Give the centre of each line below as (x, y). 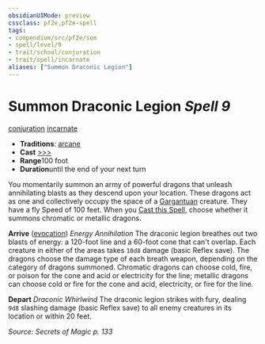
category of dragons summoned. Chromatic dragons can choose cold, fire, (131, 267)
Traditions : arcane (50, 143)
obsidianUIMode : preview (49, 15)
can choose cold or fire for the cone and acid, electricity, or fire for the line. (131, 284)
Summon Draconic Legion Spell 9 (119, 106)
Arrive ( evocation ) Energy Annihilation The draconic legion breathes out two (133, 233)
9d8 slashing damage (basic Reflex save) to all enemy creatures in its (120, 308)
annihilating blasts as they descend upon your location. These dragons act (130, 193)
